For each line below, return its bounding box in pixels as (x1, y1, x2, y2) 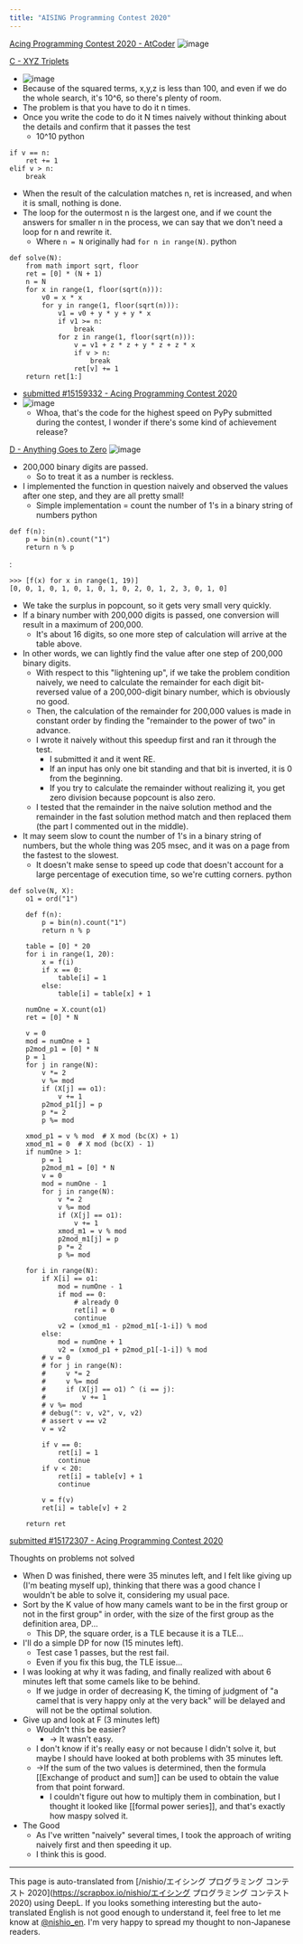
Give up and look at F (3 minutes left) (22, 1714, 161, 1725)
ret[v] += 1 (73, 363, 119, 373)
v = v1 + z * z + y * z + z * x (73, 340, 196, 349)
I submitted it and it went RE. (49, 753, 156, 764)
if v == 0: (41, 1439, 83, 1449)
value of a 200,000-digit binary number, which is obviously (70, 686, 290, 697)
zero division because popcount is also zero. (49, 792, 216, 803)
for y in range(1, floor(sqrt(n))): (41, 300, 179, 310)
